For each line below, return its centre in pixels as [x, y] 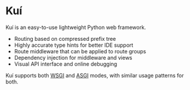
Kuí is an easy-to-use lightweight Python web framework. [76, 27]
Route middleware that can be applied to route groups [80, 51]
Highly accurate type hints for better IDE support [74, 45]
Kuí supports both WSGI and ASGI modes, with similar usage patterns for [95, 75]
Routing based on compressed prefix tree [65, 38]
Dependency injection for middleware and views [73, 57]
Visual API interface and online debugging [66, 64]
